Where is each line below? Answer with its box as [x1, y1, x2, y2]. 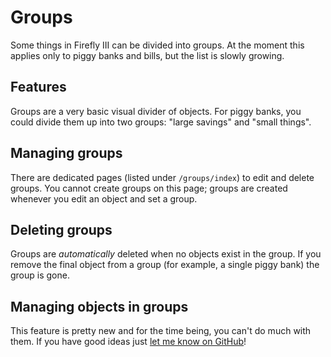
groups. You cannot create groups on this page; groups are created [10, 182, 288, 194]
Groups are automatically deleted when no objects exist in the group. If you [10, 248, 322, 260]
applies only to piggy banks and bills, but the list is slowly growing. [10, 49, 285, 61]
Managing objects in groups [10, 298, 189, 315]
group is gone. [10, 269, 70, 281]
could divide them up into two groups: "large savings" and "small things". [10, 116, 312, 128]
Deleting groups [10, 221, 113, 238]
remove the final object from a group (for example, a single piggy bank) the [10, 259, 320, 271]
